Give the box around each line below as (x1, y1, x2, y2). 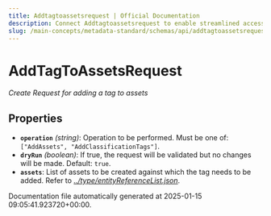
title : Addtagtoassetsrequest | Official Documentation (8, 11, 200, 20)
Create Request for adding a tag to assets (8, 88, 148, 98)
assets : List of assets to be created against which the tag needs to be (19, 167, 252, 177)
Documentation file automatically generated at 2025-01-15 (8, 191, 202, 201)
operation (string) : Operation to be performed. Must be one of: (19, 133, 229, 143)
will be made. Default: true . (19, 159, 111, 168)
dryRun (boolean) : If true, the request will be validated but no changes (19, 150, 252, 160)
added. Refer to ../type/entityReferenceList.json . (19, 176, 181, 185)
